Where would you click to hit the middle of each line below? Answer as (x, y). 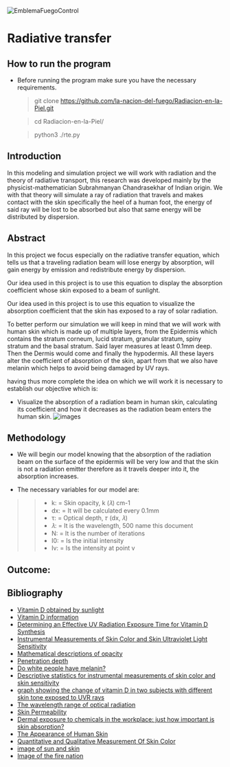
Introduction (34, 156)
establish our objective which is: (53, 388)
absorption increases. (48, 476)
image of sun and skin (48, 748)
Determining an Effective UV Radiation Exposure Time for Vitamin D (112, 624)
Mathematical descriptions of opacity (70, 654)
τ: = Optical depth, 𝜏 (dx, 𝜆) (90, 518)
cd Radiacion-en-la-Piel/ (69, 121)
